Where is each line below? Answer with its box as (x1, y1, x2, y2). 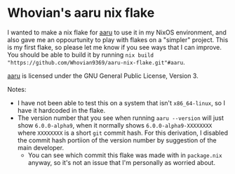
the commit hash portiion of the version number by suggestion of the (17, 135, 217, 145)
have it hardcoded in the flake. (17, 106, 106, 114)
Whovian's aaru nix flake (7, 5, 155, 21)
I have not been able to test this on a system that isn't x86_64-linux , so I (17, 98, 226, 107)
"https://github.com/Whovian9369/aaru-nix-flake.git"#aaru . (7, 58, 185, 66)
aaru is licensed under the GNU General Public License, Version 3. (7, 72, 199, 80)
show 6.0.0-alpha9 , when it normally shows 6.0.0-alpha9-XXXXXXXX (17, 121, 213, 129)
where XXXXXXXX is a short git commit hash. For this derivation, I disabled (17, 128, 228, 137)
